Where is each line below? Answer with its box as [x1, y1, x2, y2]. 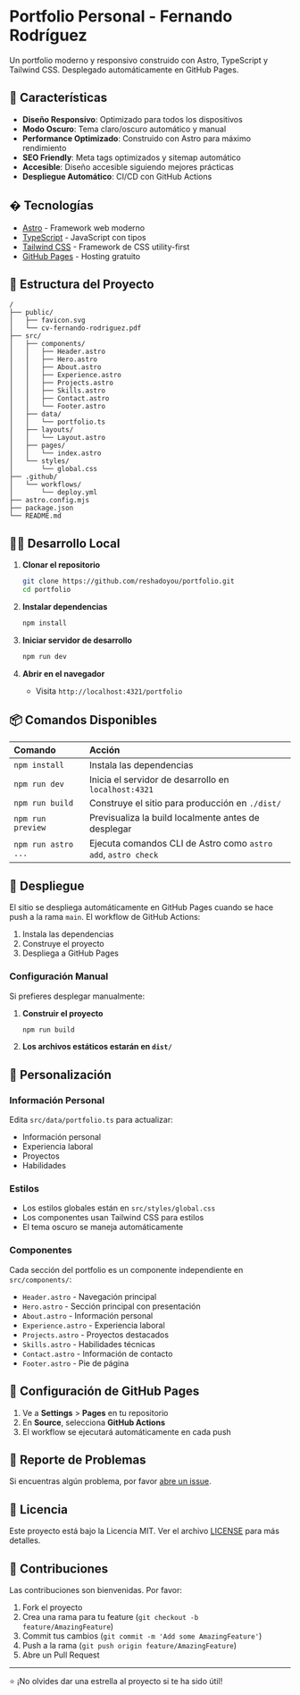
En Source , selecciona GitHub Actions [21, 1417, 165, 1428]
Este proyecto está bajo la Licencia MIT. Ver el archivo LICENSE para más [9, 1526, 279, 1537]
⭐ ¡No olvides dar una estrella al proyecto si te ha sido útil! [9, 1676, 223, 1687]
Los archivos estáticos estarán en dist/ [21, 1041, 172, 1052]
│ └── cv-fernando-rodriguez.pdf [9, 324, 142, 333]
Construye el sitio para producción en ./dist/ [88, 797, 281, 809]
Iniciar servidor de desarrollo [21, 635, 132, 645]
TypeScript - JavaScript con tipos [21, 232, 146, 242]
